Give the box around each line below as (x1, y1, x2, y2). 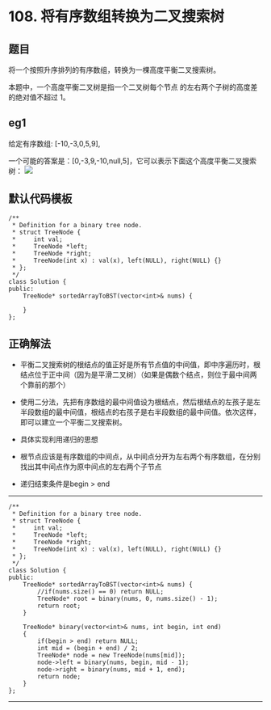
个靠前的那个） (19, 380, 70, 390)
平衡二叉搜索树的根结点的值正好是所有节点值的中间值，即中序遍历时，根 (19, 360, 261, 370)
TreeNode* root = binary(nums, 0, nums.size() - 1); (37, 595, 219, 603)
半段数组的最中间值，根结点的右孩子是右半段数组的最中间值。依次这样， (19, 408, 261, 417)
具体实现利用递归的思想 (19, 434, 98, 445)
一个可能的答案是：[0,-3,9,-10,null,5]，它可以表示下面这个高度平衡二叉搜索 (8, 155, 256, 166)
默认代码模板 (8, 192, 73, 206)
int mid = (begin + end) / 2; (37, 644, 139, 653)
